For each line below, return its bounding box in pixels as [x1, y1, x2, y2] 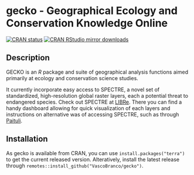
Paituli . [6, 117, 22, 124]
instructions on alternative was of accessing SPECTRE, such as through [6, 111, 179, 118]
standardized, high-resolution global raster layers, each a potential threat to [6, 92, 189, 99]
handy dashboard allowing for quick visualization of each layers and [6, 104, 171, 112]
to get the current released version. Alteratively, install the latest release [6, 156, 180, 163]
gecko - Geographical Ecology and [6, 4, 178, 18]
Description [6, 53, 50, 63]
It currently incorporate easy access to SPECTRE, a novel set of [6, 86, 160, 93]
